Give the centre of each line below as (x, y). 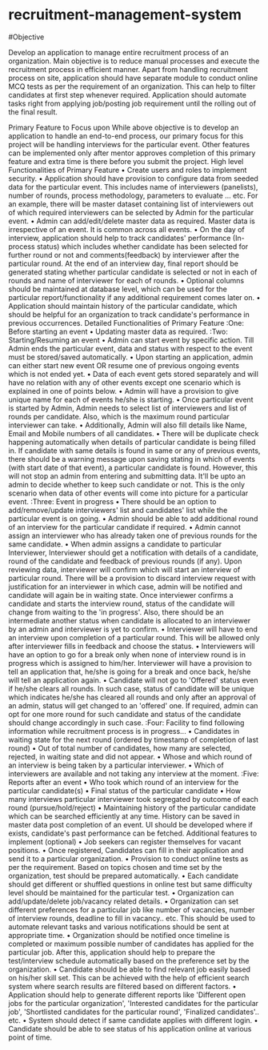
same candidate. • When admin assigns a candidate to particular (115, 544)
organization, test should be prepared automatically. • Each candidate (123, 876)
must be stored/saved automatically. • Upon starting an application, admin (131, 357)
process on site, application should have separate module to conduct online (133, 78)
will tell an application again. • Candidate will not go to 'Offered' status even (133, 680)
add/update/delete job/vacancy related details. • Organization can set (123, 901)
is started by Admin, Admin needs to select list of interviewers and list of (128, 408)
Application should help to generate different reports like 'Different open (127, 995)
